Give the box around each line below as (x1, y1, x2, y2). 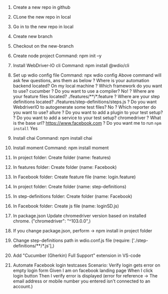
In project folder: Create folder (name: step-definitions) (12, 184, 126, 189)
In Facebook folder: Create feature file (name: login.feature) (12, 174, 136, 180)
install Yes (12, 125, 38, 131)
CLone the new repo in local (12, 14, 71, 20)
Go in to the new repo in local (12, 24, 74, 30)
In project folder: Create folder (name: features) (12, 155, 111, 160)
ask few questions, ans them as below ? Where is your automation (12, 78, 149, 83)
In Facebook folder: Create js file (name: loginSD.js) (12, 203, 119, 209)
